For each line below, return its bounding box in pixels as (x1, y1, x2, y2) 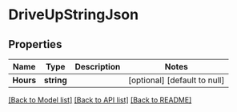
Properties (8, 38, 62, 51)
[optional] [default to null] (127, 74, 225, 86)
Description (74, 62, 121, 72)
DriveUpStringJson (8, 6, 139, 24)
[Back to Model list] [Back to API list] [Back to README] (8, 95, 192, 105)
